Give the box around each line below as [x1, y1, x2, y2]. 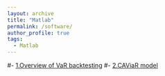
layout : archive [7, 10, 54, 17]
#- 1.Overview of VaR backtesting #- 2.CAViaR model [7, 61, 158, 69]
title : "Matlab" [7, 17, 54, 23]
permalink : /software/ [7, 23, 73, 30]
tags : [7, 36, 23, 43]
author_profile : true [7, 29, 70, 37]
